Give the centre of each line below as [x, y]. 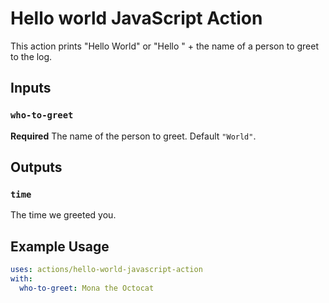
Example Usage [60, 246]
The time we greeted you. [63, 215]
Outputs [36, 167]
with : [21, 279]
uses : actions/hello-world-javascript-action [106, 270]
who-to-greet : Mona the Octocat [87, 288]
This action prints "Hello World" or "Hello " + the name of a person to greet [165, 46]
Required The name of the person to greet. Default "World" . [133, 136]
